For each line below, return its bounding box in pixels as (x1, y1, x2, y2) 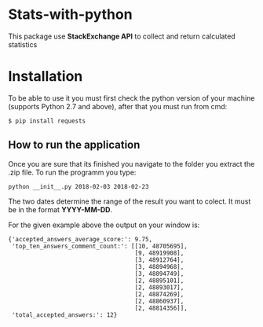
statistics (8, 39, 38, 49)
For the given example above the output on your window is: (8, 220, 200, 230)
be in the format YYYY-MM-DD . (8, 204, 113, 214)
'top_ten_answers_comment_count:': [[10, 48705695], (11, 242, 188, 250)
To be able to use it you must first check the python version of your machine (8, 93, 255, 103)
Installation (8, 68, 83, 86)
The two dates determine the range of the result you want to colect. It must (8, 197, 251, 206)
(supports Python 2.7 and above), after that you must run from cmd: (8, 101, 228, 111)
